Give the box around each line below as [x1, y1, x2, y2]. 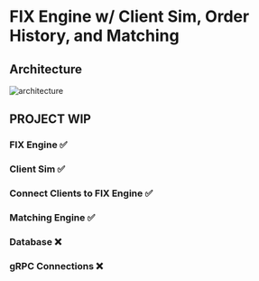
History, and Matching [9, 25, 180, 46]
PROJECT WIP [9, 111, 92, 127]
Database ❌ [9, 236, 62, 248]
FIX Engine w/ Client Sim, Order [9, 6, 250, 27]
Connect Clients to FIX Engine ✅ [9, 187, 153, 200]
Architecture [9, 61, 83, 77]
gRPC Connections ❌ [9, 259, 104, 272]
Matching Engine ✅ [9, 211, 96, 224]
